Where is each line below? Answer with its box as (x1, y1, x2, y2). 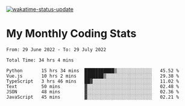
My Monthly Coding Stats (6, 27, 137, 40)
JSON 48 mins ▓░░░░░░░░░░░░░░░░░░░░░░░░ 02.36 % (6, 89, 180, 95)
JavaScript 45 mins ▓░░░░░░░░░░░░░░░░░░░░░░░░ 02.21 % (6, 94, 180, 100)
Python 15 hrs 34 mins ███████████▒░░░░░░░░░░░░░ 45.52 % (6, 67, 180, 73)
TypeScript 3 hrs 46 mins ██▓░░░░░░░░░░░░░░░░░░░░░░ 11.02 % (6, 78, 180, 84)
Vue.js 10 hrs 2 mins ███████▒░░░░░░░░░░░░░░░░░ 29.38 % (6, 73, 180, 79)
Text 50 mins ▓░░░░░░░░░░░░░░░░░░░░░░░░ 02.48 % (6, 83, 180, 90)
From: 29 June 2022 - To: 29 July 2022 (6, 46, 107, 52)
